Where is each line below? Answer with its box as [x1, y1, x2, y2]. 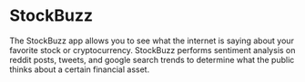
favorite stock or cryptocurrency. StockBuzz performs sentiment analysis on [9, 44, 296, 55]
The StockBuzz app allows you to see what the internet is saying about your [9, 35, 294, 46]
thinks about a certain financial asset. [9, 64, 150, 75]
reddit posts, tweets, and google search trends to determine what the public [9, 54, 295, 65]
